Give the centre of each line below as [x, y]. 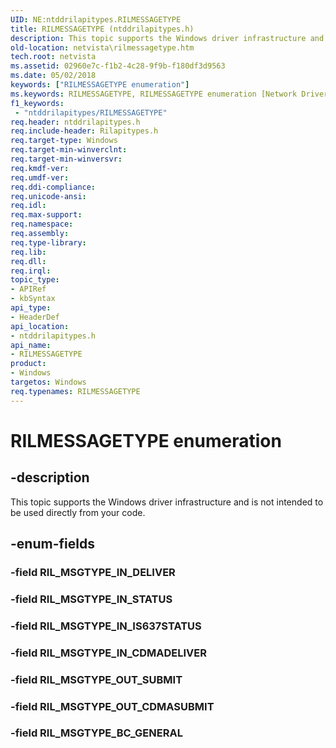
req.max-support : [46, 215]
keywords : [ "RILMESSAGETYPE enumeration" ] [100, 85]
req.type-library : [48, 242]
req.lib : [28, 252]
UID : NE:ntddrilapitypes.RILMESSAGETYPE [96, 19]
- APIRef [28, 289]
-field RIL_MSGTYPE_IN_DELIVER [93, 572]
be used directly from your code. [78, 512]
